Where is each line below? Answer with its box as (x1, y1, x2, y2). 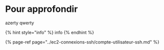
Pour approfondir (5, 3, 78, 15)
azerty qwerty (5, 20, 34, 26)
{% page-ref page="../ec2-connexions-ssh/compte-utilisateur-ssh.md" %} (5, 39, 160, 45)
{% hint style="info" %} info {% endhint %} (5, 29, 94, 35)
